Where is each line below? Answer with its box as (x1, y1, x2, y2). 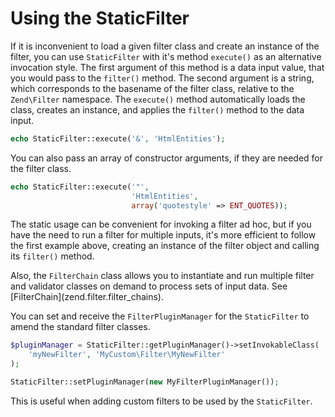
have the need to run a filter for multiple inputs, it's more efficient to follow (10, 229, 317, 241)
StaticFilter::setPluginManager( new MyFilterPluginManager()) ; (10, 377, 280, 387)
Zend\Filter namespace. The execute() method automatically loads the (10, 93, 306, 105)
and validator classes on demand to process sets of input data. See (10, 280, 288, 292)
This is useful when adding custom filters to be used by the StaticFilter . (10, 395, 313, 407)
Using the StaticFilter (10, 7, 190, 30)
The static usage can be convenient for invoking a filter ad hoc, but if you (10, 218, 312, 231)
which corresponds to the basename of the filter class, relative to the (10, 82, 295, 94)
